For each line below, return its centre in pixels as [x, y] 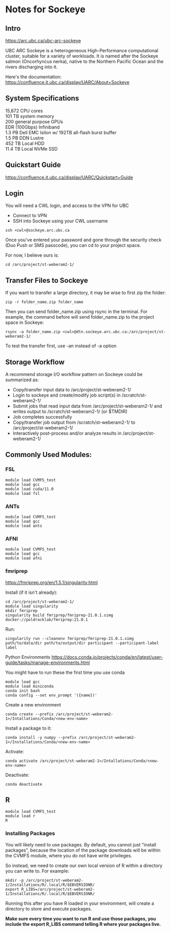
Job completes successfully [42, 417]
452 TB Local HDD [25, 143]
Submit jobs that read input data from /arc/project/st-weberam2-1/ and [87, 406]
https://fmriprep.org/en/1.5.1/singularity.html [52, 582]
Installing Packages [30, 834]
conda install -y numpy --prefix [41, 737]
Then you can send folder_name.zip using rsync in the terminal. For [76, 312]
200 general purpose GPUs [34, 121]
